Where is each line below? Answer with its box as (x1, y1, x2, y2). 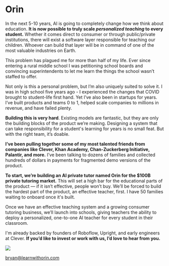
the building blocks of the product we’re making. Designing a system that (5, 120, 158, 126)
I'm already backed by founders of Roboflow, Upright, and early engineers (5, 230, 160, 236)
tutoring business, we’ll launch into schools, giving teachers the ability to (5, 209, 157, 215)
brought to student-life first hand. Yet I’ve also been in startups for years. (5, 94, 157, 100)
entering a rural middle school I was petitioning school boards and (5, 63, 143, 69)
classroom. (5, 220, 29, 226)
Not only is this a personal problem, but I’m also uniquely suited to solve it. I (5, 83, 163, 90)
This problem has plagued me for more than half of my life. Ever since (5, 57, 151, 63)
